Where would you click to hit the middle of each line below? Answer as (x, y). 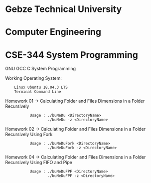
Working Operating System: (34, 78)
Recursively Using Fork (29, 134)
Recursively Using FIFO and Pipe (39, 163)
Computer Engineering (53, 32)
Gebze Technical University (64, 9)
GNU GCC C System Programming (41, 69)
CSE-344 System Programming (72, 55)
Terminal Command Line (38, 92)
